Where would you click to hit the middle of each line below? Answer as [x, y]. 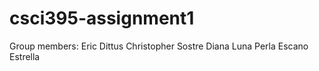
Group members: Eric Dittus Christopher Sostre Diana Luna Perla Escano [159, 46]
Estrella [25, 56]
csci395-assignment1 [102, 18]
